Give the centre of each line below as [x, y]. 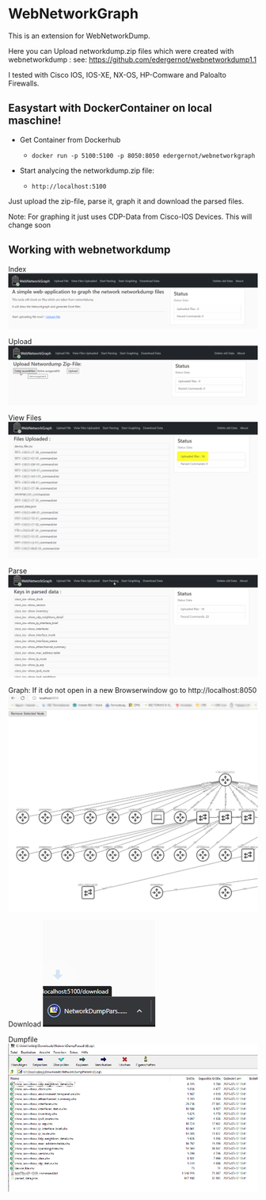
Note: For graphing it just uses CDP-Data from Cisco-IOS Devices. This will [130, 216]
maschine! [35, 121]
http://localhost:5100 [69, 186]
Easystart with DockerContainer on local [110, 108]
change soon [30, 225]
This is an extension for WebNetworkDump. [79, 36]
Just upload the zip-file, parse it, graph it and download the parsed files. [126, 201]
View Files [25, 418]
